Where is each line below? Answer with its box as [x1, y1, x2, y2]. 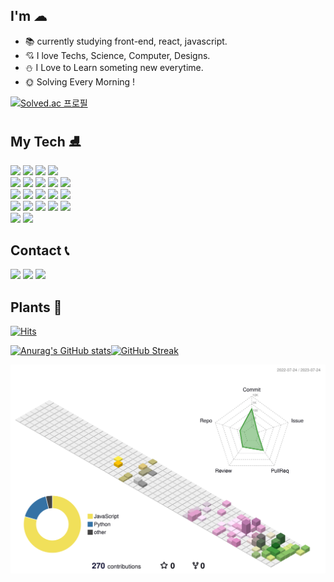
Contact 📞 [10, 242, 70, 259]
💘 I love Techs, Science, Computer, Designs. [24, 49, 211, 61]
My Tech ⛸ [10, 134, 82, 151]
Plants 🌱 [10, 299, 63, 316]
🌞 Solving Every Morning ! [24, 75, 136, 88]
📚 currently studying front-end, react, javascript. [24, 35, 228, 47]
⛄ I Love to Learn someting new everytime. [24, 61, 204, 73]
